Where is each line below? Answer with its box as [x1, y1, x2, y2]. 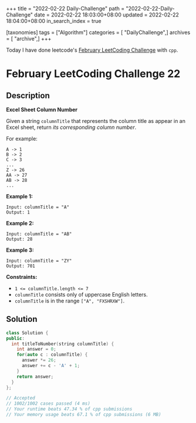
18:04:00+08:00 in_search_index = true [6, 18, 102, 24]
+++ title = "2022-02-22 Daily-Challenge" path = [6, 5, 125, 12]
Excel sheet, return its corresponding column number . [6, 124, 137, 131]
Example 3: [6, 247, 34, 254]
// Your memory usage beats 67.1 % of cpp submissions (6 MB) [6, 412, 161, 418]
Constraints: [6, 274, 38, 280]
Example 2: [6, 220, 34, 227]
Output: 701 [6, 263, 35, 269]
